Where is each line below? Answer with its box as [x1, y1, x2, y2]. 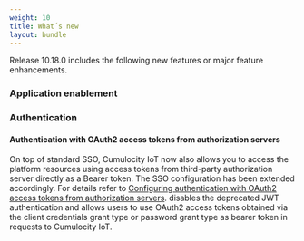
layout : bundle [9, 30, 67, 39]
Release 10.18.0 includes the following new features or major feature [9, 55, 264, 66]
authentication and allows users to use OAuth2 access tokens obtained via [9, 202, 289, 213]
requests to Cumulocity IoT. [9, 221, 113, 232]
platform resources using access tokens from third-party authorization [9, 164, 273, 175]
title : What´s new [9, 22, 79, 31]
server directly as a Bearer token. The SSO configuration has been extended [9, 173, 295, 184]
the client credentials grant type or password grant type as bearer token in [9, 212, 288, 223]
